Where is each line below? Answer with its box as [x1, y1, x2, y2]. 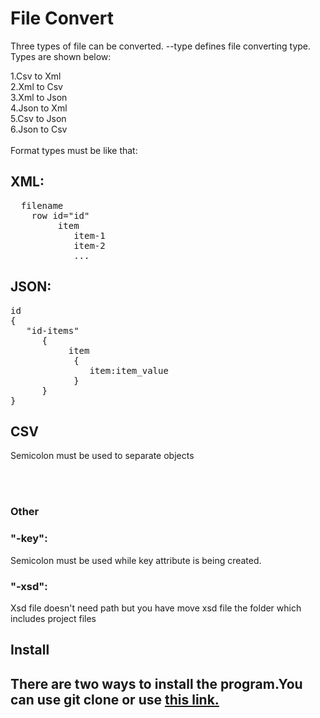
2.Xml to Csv [10, 80, 63, 92]
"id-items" [26, 325, 80, 336]
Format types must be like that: [10, 144, 138, 156]
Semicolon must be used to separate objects [10, 450, 195, 462]
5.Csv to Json [10, 112, 67, 124]
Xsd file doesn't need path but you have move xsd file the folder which [10, 602, 302, 614]
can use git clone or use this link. [10, 691, 220, 708]
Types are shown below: [10, 50, 112, 62]
